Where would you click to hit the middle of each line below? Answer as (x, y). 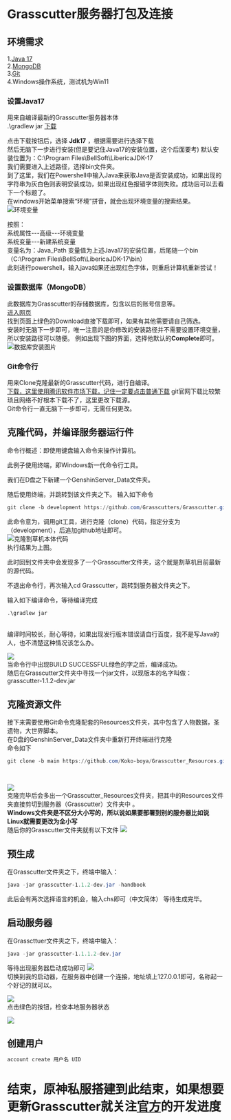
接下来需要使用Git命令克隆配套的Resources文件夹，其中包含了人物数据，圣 (113, 723)
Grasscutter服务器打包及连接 (90, 14)
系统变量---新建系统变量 (42, 242)
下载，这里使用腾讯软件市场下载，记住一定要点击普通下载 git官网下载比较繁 (114, 391)
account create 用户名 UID (44, 1060)
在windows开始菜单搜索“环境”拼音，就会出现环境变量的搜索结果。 (101, 202)
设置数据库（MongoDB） (49, 287)
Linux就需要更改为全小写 (42, 821)
